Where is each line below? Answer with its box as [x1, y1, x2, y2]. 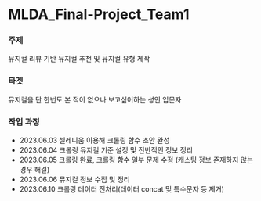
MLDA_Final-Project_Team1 [8, 5, 190, 23]
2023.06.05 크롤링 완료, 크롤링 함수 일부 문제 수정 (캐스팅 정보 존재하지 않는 [19, 155, 253, 165]
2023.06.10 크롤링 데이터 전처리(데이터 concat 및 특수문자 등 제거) [19, 185, 225, 194]
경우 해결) [19, 165, 50, 174]
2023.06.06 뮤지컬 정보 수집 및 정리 [19, 174, 131, 185]
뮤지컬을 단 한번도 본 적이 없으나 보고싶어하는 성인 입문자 [8, 95, 182, 104]
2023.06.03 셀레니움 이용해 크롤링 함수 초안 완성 [19, 135, 170, 145]
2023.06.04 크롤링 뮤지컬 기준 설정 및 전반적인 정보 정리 [19, 145, 194, 155]
